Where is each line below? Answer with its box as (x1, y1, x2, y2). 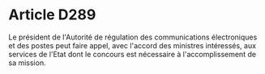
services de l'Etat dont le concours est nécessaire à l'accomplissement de (8, 49, 257, 59)
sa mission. (8, 58, 46, 68)
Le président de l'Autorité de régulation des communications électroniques (8, 32, 258, 42)
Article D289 (8, 6, 96, 24)
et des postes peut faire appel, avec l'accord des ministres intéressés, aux (8, 40, 257, 50)
